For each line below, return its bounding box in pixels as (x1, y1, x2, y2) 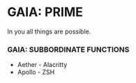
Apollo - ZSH (17, 68, 55, 77)
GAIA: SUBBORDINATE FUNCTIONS (7, 45, 130, 54)
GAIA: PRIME (7, 4, 84, 20)
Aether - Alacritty (17, 61, 68, 69)
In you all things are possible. (7, 27, 91, 36)
